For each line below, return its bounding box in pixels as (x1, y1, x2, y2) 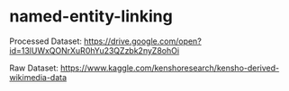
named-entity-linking (9, 6, 173, 27)
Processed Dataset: (9, 36, 83, 46)
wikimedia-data (9, 71, 68, 82)
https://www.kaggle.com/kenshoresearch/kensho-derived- (59, 62, 280, 73)
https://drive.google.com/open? (84, 36, 203, 46)
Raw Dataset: (9, 62, 59, 73)
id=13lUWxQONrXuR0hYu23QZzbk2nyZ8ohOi (9, 45, 180, 55)
